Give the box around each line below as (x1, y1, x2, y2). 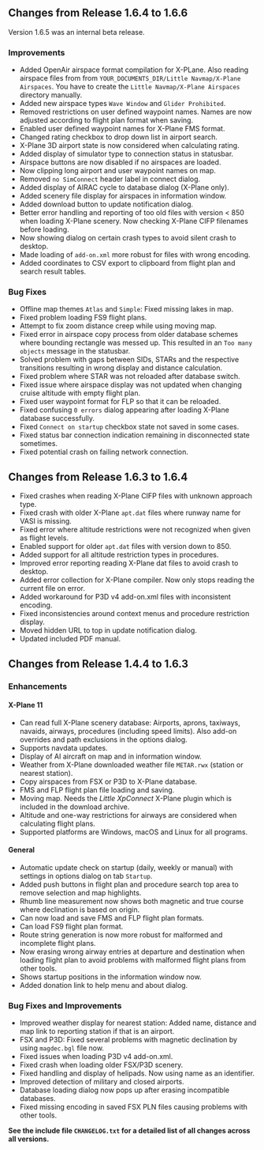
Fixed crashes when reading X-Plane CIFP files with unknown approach (19, 491, 253, 501)
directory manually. (19, 90, 83, 100)
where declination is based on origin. (19, 905, 140, 914)
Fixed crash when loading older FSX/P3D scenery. (19, 1060, 184, 1070)
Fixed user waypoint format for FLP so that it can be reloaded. (19, 397, 221, 407)
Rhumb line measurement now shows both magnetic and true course (19, 896, 244, 906)
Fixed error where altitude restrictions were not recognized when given (19, 525, 251, 535)
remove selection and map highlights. (19, 887, 142, 897)
